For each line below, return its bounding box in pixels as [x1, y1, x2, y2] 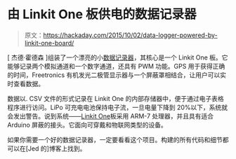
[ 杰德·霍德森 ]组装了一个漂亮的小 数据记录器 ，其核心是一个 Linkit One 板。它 [7, 53, 228, 62]
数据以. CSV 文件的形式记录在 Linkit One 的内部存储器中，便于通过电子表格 [7, 94, 224, 102]
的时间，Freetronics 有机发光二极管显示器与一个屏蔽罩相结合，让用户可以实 [7, 71, 227, 79]
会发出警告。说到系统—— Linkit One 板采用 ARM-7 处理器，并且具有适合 [7, 111, 214, 120]
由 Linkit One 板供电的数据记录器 [7, 6, 197, 22]
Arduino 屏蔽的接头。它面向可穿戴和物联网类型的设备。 [7, 120, 167, 129]
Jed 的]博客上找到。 [27, 144, 86, 153]
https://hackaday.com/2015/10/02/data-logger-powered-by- [43, 31, 218, 39]
